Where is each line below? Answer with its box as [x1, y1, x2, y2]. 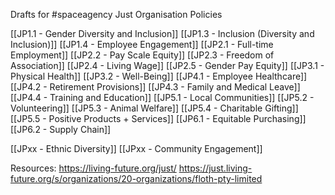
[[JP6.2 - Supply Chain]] [10, 124, 112, 135]
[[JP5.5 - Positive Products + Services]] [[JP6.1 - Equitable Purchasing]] [10, 113, 307, 124]
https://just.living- [178, 162, 253, 174]
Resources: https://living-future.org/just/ [10, 162, 177, 174]
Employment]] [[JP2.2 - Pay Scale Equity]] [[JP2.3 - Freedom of [10, 49, 275, 61]
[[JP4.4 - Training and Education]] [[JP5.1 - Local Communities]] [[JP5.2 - [10, 92, 315, 103]
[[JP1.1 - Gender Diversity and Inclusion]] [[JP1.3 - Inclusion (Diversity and [10, 28, 315, 39]
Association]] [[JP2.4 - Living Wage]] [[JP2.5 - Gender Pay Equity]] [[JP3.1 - [10, 60, 325, 71]
